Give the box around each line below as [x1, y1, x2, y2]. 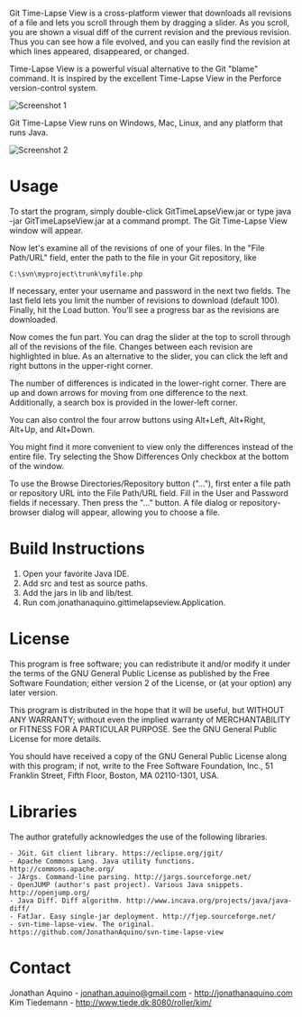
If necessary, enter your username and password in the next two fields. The [9, 285, 291, 296]
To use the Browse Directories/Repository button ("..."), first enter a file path [9, 478, 291, 489]
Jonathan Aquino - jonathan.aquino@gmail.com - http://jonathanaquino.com [9, 987, 293, 998]
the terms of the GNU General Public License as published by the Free [9, 667, 270, 679]
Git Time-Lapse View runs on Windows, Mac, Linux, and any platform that [9, 117, 284, 128]
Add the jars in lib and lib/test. [22, 587, 133, 598]
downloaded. [9, 314, 59, 325]
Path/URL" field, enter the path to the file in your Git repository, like [9, 252, 257, 262]
